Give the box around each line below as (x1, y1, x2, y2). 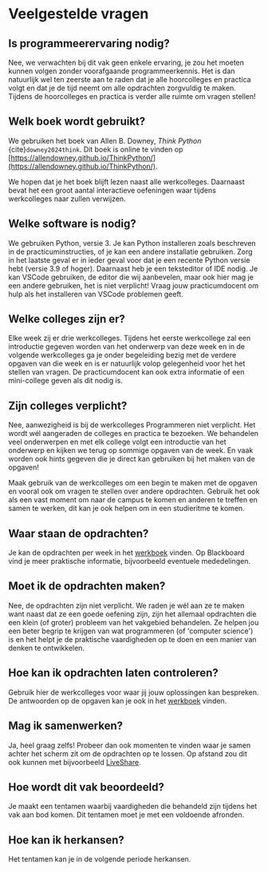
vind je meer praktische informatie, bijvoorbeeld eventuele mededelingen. (8, 557, 251, 566)
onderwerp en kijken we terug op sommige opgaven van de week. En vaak (8, 446, 254, 455)
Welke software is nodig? (8, 217, 137, 231)
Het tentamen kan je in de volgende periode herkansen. (8, 854, 191, 864)
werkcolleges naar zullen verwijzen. (8, 193, 126, 204)
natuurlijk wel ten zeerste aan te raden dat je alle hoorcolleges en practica (8, 75, 251, 84)
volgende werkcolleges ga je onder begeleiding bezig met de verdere (8, 351, 237, 360)
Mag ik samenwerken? (8, 719, 124, 733)
